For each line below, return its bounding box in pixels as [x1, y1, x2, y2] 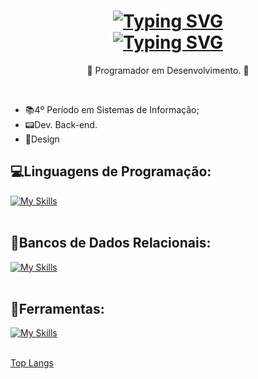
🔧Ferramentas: [10, 300, 105, 317]
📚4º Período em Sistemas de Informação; [24, 103, 200, 115]
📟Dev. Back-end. [24, 118, 98, 130]
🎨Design [24, 133, 60, 145]
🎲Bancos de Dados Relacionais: [10, 235, 212, 252]
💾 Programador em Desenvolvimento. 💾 [86, 64, 250, 76]
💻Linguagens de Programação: [10, 163, 212, 180]
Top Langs [10, 357, 54, 369]
